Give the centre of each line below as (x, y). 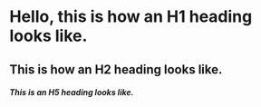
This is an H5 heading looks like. (72, 92)
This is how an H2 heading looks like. (116, 69)
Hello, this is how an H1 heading (131, 17)
